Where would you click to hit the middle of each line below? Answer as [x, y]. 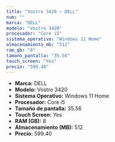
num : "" [16, 17]
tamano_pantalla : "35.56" [38, 56]
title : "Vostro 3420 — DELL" [42, 12]
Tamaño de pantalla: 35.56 [48, 109]
